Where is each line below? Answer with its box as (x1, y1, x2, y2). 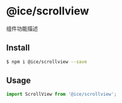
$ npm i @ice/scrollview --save (6, 58, 87, 64)
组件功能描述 (6, 25, 38, 32)
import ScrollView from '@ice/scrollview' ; (6, 92, 117, 98)
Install (6, 43, 30, 53)
